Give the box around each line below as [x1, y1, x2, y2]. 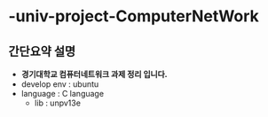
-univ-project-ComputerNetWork [8, 6, 259, 27]
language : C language [20, 89, 104, 98]
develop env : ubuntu [20, 79, 99, 90]
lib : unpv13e [34, 97, 82, 108]
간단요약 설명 [8, 43, 76, 58]
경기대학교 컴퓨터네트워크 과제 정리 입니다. [20, 69, 168, 79]
